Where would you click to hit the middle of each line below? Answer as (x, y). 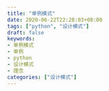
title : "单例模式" (32, 13)
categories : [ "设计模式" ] (42, 77)
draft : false (26, 32)
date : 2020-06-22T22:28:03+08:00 (55, 20)
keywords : (21, 39)
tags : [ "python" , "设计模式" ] (48, 26)
